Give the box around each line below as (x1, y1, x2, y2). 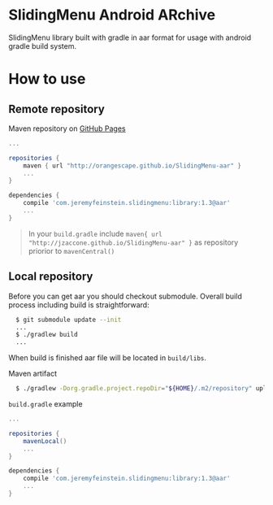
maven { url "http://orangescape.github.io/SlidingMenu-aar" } (23, 161, 242, 170)
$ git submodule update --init (15, 316, 122, 324)
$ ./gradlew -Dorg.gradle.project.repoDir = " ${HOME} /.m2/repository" (15, 385, 253, 393)
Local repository (8, 270, 93, 284)
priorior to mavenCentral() (28, 246, 115, 255)
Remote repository (8, 102, 106, 115)
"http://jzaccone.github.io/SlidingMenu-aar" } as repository (28, 237, 239, 247)
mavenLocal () (23, 437, 67, 445)
